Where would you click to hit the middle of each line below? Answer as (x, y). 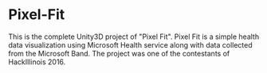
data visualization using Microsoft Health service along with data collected (130, 44)
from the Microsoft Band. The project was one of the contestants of (119, 53)
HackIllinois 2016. (37, 62)
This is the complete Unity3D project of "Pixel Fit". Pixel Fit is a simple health (134, 36)
